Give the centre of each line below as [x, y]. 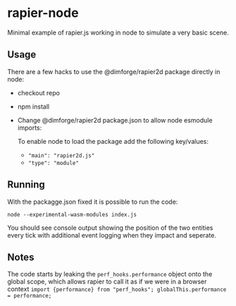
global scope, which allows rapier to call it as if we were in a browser [107, 282]
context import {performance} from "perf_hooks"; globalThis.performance [117, 289]
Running [26, 185]
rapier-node [43, 13]
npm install [33, 106]
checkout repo [38, 92]
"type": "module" [54, 163]
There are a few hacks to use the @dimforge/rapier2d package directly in [114, 71]
